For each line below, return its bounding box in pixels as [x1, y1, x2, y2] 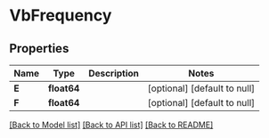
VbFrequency [9, 5, 112, 26]
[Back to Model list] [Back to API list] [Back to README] [9, 119, 214, 130]
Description [88, 68, 140, 79]
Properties [9, 41, 69, 56]
